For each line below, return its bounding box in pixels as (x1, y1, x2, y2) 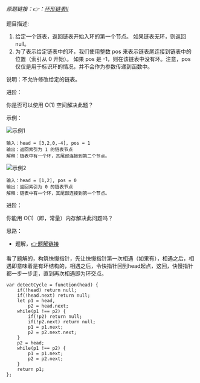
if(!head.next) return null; (17, 293, 91, 299)
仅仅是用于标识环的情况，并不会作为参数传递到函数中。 (15, 63, 153, 70)
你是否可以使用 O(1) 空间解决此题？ (6, 101, 94, 109)
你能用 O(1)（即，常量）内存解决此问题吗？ (6, 215, 114, 221)
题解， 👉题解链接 (15, 240, 59, 247)
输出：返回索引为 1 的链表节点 (6, 147, 74, 153)
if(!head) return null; (17, 287, 77, 293)
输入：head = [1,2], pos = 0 (6, 177, 77, 183)
